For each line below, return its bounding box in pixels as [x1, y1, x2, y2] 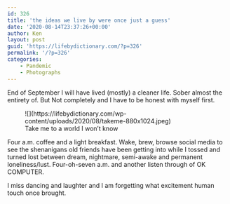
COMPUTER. [7, 168, 44, 176]
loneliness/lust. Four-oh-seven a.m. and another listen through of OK [7, 160, 206, 168]
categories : [7, 56, 42, 63]
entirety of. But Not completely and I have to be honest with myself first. [7, 95, 215, 104]
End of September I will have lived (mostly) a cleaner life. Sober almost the [7, 88, 223, 97]
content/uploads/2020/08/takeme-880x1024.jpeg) [25, 116, 172, 125]
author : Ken [7, 29, 42, 37]
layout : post [7, 36, 46, 43]
